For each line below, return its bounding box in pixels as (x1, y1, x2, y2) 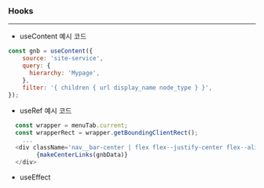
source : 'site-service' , (22, 55, 104, 63)
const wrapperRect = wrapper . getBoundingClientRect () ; (15, 129, 199, 137)
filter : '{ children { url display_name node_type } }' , (22, 84, 213, 92)
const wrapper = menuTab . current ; (15, 121, 128, 130)
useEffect (19, 172, 51, 182)
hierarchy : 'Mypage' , (28, 69, 101, 77)
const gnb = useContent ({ (8, 47, 93, 56)
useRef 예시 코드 (19, 106, 72, 115)
